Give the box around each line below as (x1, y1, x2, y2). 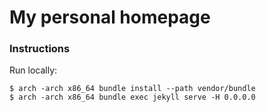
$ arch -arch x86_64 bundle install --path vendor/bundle (9, 84, 256, 94)
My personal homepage (9, 6, 211, 29)
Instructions (9, 42, 71, 56)
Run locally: (9, 64, 58, 76)
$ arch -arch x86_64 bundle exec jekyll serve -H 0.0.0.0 (9, 92, 256, 103)
